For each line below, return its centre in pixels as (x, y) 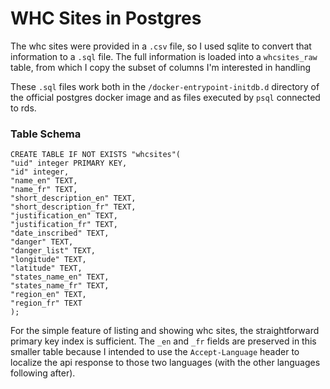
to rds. (23, 108)
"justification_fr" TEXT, (64, 225)
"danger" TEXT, (42, 242)
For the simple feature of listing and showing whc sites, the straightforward (165, 331)
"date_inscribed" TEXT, (60, 233)
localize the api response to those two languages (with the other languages (165, 363)
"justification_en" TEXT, (64, 216)
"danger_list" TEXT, (53, 251)
